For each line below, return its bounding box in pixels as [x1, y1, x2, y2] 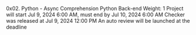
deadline [6, 23, 27, 30]
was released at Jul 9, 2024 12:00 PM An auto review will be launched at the [6, 17, 190, 24]
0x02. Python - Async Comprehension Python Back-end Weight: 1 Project [6, 5, 184, 12]
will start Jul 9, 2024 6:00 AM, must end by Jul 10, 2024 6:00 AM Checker [6, 11, 185, 18]
